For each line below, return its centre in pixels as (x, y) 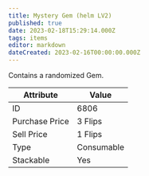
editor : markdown (37, 45)
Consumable (101, 147)
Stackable (31, 160)
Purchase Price (41, 121)
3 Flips (89, 121)
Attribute (41, 95)
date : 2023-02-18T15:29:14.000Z (62, 30)
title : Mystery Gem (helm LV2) (60, 16)
